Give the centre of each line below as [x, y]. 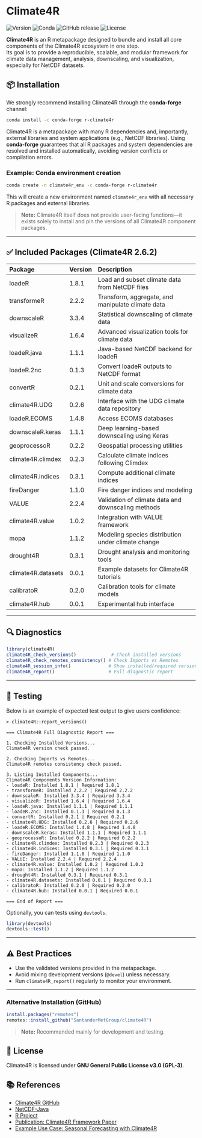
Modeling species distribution [139, 534]
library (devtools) [29, 923]
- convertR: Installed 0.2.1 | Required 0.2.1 [66, 817]
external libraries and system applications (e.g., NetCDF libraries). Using [96, 138]
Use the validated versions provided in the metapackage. [86, 968]
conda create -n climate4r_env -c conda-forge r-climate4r [82, 185]
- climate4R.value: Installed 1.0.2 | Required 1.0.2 [75, 864]
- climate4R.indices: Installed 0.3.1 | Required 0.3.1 [78, 848]
